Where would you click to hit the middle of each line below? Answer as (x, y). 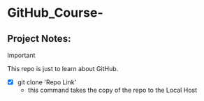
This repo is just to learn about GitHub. (63, 69)
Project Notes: (39, 39)
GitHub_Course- (55, 13)
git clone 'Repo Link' (47, 82)
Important (21, 55)
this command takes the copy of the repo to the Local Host (112, 90)
